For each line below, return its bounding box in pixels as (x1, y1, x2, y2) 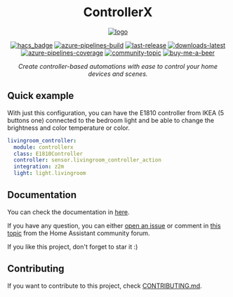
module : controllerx (13, 143, 74, 151)
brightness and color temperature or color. (7, 124, 130, 132)
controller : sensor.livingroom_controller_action (13, 157, 161, 164)
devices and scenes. (88, 70, 148, 78)
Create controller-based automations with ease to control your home (18, 62, 218, 70)
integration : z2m (13, 163, 65, 171)
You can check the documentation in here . (7, 208, 130, 216)
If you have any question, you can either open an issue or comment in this (7, 221, 221, 230)
